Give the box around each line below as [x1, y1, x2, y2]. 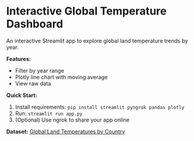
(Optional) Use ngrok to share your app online [15, 116, 130, 123]
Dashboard [6, 17, 64, 31]
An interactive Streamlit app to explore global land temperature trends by [6, 37, 189, 44]
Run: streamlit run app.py [15, 110, 83, 117]
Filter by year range [15, 67, 65, 74]
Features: [6, 55, 32, 62]
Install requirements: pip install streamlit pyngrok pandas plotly [15, 103, 185, 110]
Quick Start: [6, 91, 38, 99]
